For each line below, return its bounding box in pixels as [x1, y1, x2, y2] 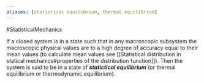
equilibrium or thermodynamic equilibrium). [6, 70, 116, 77]
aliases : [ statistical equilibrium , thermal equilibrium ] [6, 9, 157, 15]
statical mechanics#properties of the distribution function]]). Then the [6, 57, 183, 64]
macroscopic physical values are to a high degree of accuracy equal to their [6, 44, 198, 51]
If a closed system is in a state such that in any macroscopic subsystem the [6, 37, 197, 45]
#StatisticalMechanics [6, 26, 62, 33]
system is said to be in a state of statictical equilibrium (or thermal [6, 63, 176, 71]
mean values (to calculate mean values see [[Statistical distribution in [6, 50, 182, 58]
